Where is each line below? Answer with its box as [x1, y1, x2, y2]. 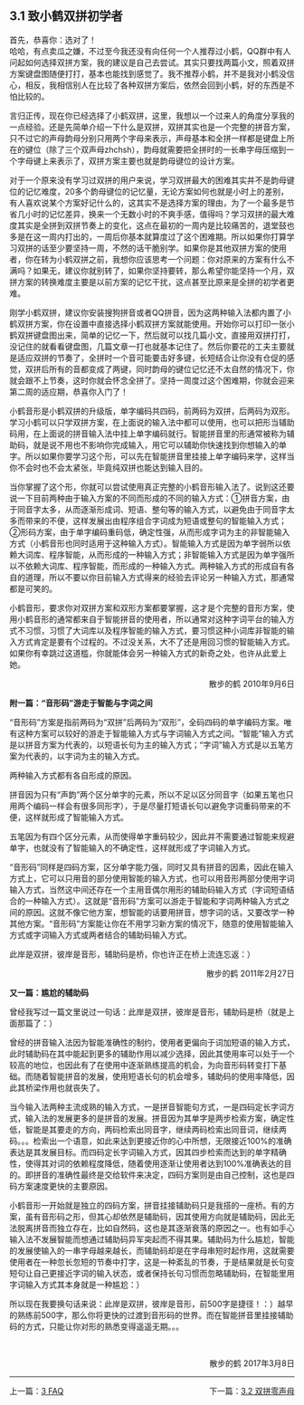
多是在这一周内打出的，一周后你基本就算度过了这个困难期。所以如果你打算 [9, 231, 287, 242]
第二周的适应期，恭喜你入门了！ [9, 386, 128, 397]
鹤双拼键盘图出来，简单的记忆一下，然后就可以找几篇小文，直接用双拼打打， [9, 330, 295, 340]
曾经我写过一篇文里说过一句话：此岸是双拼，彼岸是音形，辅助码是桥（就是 [9, 1006, 287, 1017]
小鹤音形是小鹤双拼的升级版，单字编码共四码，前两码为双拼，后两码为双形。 [9, 406, 295, 416]
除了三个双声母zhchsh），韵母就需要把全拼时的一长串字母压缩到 [48, 144, 287, 155]
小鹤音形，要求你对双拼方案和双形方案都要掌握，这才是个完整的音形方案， [9, 602, 287, 613]
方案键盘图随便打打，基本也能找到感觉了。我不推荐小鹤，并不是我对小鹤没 [9, 68, 287, 79]
